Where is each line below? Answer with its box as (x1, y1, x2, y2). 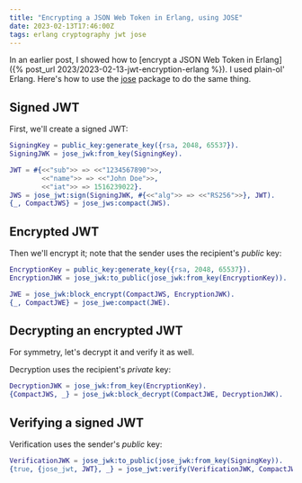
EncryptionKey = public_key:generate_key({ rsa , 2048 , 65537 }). (9, 265, 252, 274)
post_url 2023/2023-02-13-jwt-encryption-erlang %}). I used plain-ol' (25, 64, 285, 75)
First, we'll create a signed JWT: (9, 123, 129, 135)
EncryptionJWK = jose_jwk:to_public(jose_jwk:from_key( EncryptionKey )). (9, 273, 288, 282)
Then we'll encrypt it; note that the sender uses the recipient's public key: (9, 248, 282, 259)
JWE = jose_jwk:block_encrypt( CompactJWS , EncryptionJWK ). (9, 290, 235, 299)
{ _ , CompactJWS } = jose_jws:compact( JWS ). (9, 199, 171, 208)
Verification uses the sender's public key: (9, 439, 163, 450)
